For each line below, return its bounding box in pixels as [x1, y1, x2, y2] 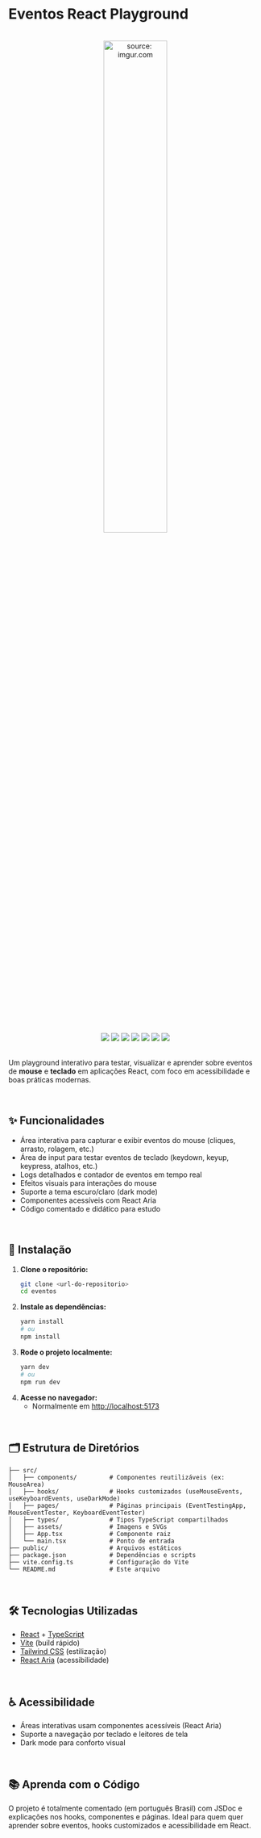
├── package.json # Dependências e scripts [8, 1551, 197, 1560]
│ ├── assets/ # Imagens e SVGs [8, 1523, 168, 1531]
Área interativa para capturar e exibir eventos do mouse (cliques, [19, 1135, 236, 1145]
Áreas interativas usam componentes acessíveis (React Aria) [19, 1721, 222, 1730]
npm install [19, 1333, 60, 1341]
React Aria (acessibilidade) [19, 1656, 110, 1665]
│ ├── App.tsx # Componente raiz [8, 1530, 172, 1539]
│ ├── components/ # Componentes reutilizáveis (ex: [8, 1474, 226, 1482]
